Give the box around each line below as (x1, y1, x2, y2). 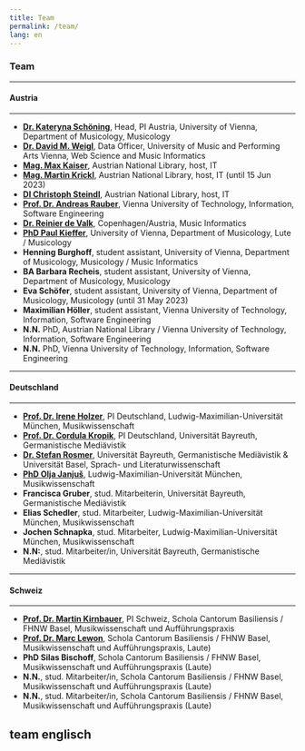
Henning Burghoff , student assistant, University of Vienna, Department (22, 246, 290, 257)
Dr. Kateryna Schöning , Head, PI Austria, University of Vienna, (22, 121, 259, 132)
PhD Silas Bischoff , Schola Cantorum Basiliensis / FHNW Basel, (22, 652, 261, 663)
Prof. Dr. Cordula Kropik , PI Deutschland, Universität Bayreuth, (22, 430, 258, 441)
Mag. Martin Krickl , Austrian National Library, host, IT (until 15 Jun (22, 169, 271, 180)
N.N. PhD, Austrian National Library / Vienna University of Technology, (22, 323, 287, 334)
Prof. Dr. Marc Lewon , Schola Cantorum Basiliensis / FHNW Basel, (22, 633, 271, 644)
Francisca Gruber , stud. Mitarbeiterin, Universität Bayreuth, (22, 488, 247, 499)
